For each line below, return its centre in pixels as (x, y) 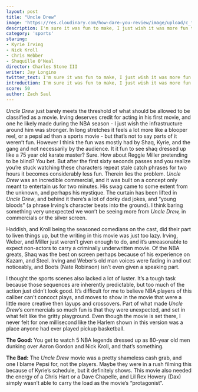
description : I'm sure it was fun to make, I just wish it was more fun (97, 28)
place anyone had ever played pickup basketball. (65, 328)
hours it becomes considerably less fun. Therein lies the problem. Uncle (93, 174)
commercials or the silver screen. (47, 218)
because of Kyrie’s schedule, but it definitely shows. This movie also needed (99, 370)
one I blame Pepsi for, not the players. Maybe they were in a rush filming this (99, 364)
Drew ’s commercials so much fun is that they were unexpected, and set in (96, 310)
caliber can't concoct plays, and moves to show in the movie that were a (94, 297)
